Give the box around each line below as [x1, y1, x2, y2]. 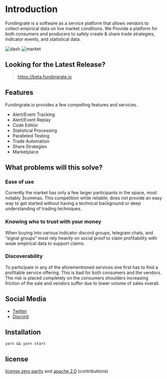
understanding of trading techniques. [5, 206, 82, 212]
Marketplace [12, 149, 38, 155]
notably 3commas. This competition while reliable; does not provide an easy [5, 195, 162, 201]
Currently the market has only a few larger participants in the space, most [5, 190, 157, 196]
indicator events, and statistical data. [5, 36, 81, 42]
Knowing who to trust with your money [5, 218, 101, 225]
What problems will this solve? [5, 163, 103, 172]
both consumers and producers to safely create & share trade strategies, [5, 31, 155, 37]
